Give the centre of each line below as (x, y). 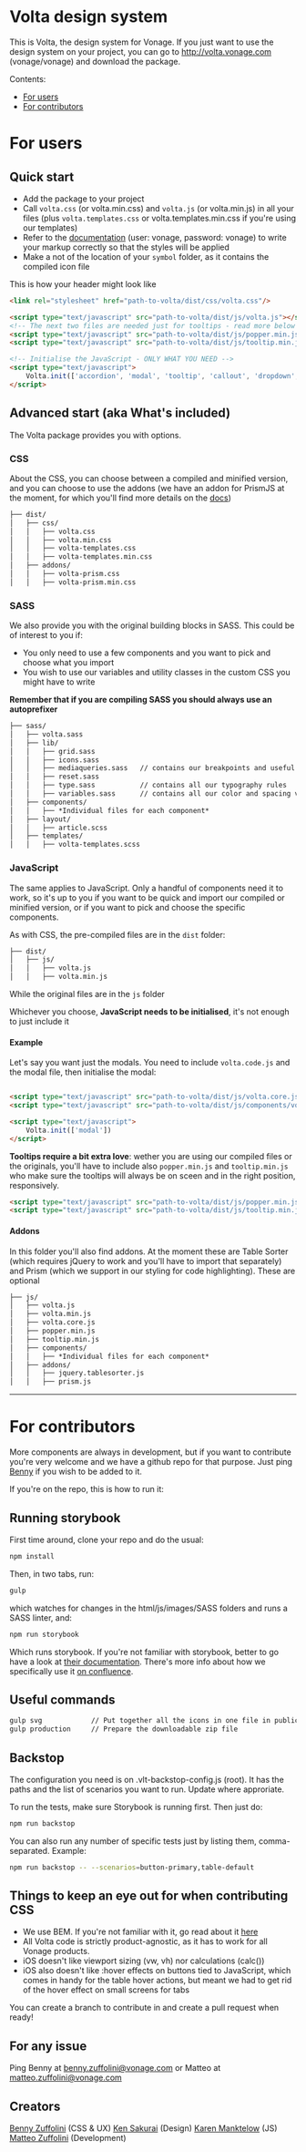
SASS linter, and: (41, 1617)
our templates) (50, 227)
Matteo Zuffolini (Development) (68, 2138)
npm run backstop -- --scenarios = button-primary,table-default (132, 1867)
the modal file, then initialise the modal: (83, 1072)
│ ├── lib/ (34, 743)
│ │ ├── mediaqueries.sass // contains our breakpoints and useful (153, 768)
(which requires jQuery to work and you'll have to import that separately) (146, 1261)
